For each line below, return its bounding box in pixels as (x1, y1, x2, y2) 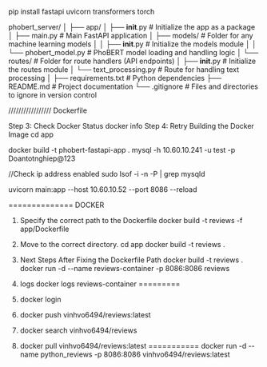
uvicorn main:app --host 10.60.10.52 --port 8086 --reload (8, 185, 197, 194)
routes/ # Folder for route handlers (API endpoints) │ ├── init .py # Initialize (8, 56, 257, 66)
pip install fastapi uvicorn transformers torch (8, 7, 155, 16)
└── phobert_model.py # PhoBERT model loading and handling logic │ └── (8, 48, 259, 57)
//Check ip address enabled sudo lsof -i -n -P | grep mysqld (8, 170, 205, 178)
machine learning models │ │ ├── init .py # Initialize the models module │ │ (8, 39, 257, 49)
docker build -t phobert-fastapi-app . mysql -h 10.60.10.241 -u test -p (8, 146, 236, 154)
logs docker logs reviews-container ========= (19, 279, 181, 289)
